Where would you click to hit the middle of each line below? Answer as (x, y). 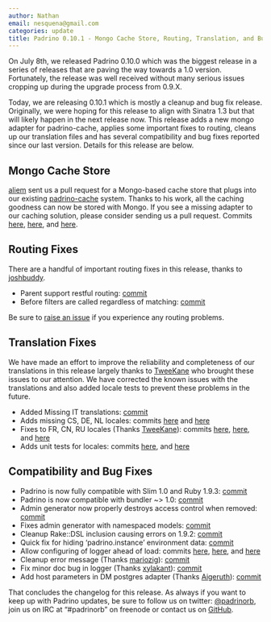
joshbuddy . (27, 277)
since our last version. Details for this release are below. (101, 145)
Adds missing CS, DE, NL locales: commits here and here (115, 421)
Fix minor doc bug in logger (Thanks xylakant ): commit (111, 568)
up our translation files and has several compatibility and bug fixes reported (134, 137)
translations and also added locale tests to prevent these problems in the (129, 388)
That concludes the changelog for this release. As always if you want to (127, 592)
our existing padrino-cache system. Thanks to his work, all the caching (126, 199)
